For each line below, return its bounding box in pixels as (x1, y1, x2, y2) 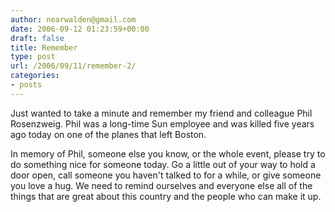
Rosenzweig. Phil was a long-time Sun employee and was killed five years (10, 117, 315, 130)
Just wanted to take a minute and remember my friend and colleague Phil (10, 107, 313, 119)
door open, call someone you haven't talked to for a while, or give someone (10, 169, 322, 181)
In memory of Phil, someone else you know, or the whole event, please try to (10, 147, 326, 160)
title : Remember (10, 42, 78, 53)
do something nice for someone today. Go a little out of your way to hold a (10, 158, 316, 170)
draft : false (10, 33, 65, 43)
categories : (10, 71, 60, 81)
